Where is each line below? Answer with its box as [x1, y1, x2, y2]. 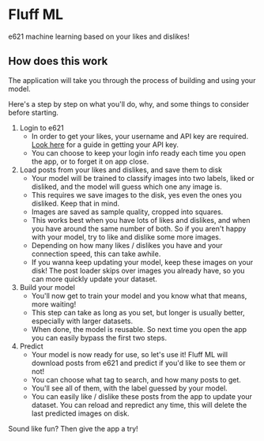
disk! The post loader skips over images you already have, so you [31, 266, 245, 275]
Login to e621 [19, 122, 65, 132]
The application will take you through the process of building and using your [8, 75, 256, 85]
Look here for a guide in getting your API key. [31, 140, 179, 149]
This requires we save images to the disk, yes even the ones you [31, 190, 243, 199]
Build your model [19, 282, 75, 292]
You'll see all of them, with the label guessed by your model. [31, 383, 228, 393]
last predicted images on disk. [31, 409, 130, 418]
